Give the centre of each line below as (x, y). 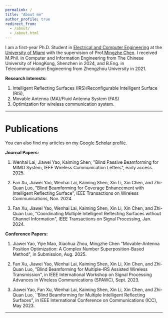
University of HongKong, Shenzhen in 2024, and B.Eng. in (65, 63)
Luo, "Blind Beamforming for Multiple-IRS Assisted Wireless (86, 269)
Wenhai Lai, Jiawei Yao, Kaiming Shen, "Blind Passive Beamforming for (85, 162)
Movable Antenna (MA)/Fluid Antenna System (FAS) (66, 99)
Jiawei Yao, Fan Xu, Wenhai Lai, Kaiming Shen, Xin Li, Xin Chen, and (83, 289)
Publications (32, 129)
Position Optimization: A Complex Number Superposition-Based (78, 249)
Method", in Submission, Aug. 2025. (49, 254)
